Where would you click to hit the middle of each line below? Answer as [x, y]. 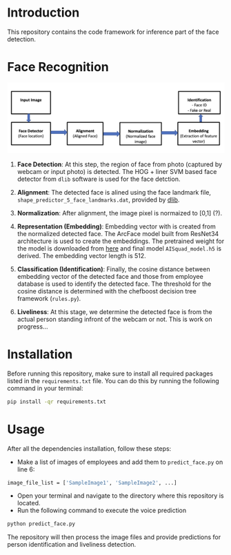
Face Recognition [58, 67]
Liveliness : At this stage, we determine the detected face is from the [114, 311]
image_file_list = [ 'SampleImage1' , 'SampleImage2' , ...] [92, 483]
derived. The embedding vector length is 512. [81, 255]
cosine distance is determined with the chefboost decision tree [107, 291]
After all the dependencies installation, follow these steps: [89, 448]
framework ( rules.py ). [49, 298]
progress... [32, 327]
